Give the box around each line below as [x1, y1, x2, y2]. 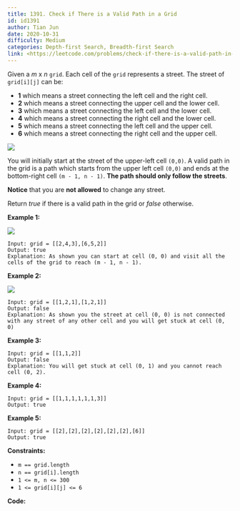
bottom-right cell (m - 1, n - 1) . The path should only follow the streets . [7, 171, 227, 180]
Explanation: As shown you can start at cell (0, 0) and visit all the [7, 253, 225, 260]
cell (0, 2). [7, 368, 46, 375]
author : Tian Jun [7, 24, 59, 31]
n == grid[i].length [17, 469, 79, 476]
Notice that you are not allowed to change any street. [7, 185, 166, 193]
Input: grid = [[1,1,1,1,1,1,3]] [7, 395, 107, 402]
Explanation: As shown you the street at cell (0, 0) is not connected [7, 311, 225, 318]
